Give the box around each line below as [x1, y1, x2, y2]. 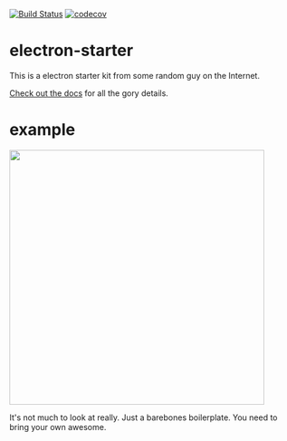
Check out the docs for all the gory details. [9, 87, 169, 99]
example [9, 120, 76, 140]
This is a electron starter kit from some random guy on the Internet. [9, 70, 261, 81]
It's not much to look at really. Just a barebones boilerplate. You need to [9, 412, 278, 423]
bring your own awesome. [9, 421, 107, 432]
